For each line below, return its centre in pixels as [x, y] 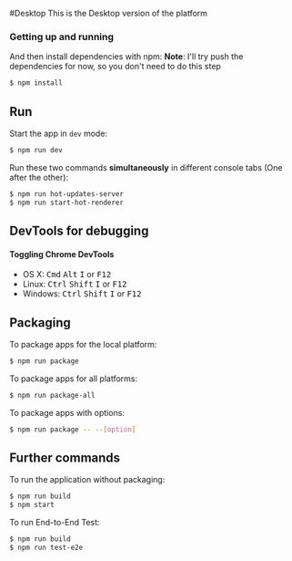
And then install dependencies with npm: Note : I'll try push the [126, 57]
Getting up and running [62, 36]
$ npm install [36, 83]
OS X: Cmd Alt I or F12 [67, 275]
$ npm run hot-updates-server [67, 194]
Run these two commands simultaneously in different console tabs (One [146, 167]
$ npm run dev [36, 150]
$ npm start [32, 505]
